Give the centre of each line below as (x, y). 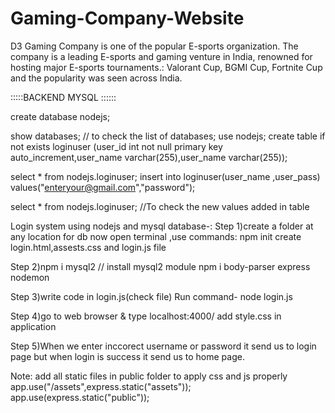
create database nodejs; (60, 116)
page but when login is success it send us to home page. (127, 356)
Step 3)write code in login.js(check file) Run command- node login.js (151, 296)
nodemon (30, 277)
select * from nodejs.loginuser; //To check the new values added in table (160, 206)
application (33, 326)
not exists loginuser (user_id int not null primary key (116, 146)
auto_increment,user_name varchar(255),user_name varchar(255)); (149, 157)
